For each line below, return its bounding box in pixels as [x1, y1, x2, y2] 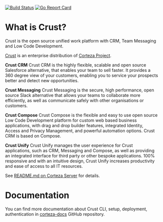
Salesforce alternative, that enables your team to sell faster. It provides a [5, 67, 151, 73]
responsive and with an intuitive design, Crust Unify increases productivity [5, 158, 155, 164]
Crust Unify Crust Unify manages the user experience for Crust [5, 142, 133, 148]
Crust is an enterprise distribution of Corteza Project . [5, 52, 112, 58]
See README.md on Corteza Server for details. [5, 173, 100, 178]
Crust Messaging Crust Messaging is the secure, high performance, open [5, 87, 155, 93]
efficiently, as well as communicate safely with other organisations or [5, 97, 144, 103]
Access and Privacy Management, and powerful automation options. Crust [5, 128, 155, 133]
